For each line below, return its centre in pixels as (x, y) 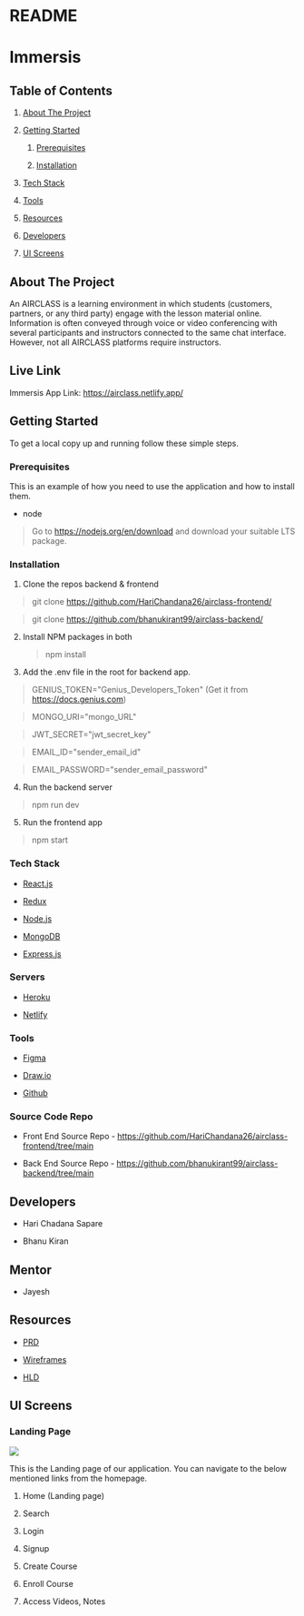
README (44, 16)
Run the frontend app (62, 823)
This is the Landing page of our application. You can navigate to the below (148, 1468)
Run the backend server (68, 787)
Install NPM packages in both (78, 637)
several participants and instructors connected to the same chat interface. (148, 333)
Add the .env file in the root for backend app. (106, 672)
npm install (65, 655)
